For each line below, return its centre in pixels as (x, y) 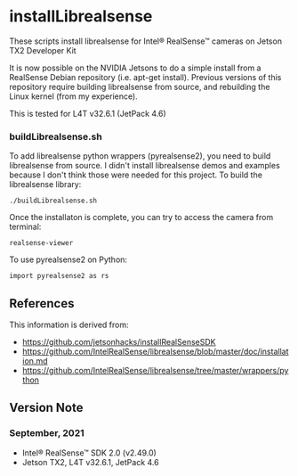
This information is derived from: (69, 325)
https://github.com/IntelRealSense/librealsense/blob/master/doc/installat (155, 352)
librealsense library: (45, 185)
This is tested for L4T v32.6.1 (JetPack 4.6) (88, 113)
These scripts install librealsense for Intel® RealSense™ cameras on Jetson (146, 41)
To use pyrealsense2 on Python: (68, 259)
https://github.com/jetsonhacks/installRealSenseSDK (119, 342)
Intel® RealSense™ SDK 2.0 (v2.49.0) (89, 453)
